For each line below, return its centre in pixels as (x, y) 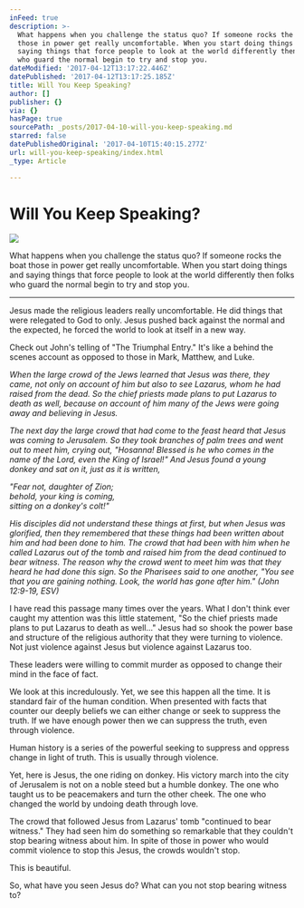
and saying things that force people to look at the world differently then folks (152, 275)
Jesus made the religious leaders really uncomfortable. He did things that (146, 311)
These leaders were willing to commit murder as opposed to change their (146, 665)
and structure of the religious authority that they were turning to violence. (146, 638)
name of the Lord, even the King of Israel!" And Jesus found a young (138, 459)
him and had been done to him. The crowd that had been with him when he (150, 543)
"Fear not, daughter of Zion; (62, 487)
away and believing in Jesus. (64, 413)
